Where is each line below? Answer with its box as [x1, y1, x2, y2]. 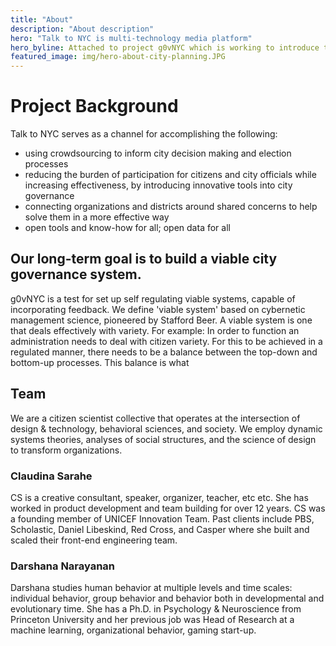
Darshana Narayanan [10, 559, 116, 573]
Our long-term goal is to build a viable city [10, 251, 278, 268]
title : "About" [10, 14, 74, 25]
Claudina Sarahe [10, 469, 93, 483]
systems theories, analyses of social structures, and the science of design [10, 433, 317, 445]
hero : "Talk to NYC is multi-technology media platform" [10, 33, 253, 43]
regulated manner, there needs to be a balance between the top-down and [10, 346, 318, 358]
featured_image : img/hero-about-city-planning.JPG [10, 52, 226, 62]
